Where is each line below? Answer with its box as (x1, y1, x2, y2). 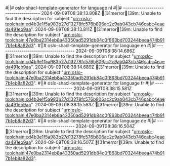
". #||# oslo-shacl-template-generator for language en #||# (33, 43, 156, 48)
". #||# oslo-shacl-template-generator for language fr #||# (33, 80, 154, 86)
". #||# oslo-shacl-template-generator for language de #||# (33, 118, 156, 123)
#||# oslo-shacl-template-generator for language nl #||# (5, 5, 122, 11)
